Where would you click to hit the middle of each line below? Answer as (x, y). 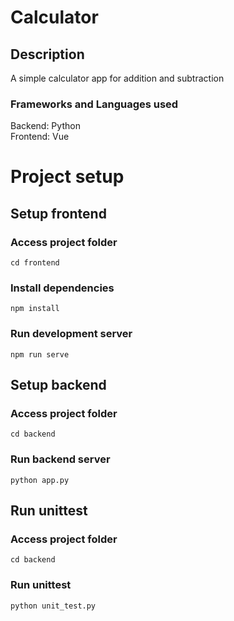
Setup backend (58, 385)
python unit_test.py (53, 606)
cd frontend (35, 263)
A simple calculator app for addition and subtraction (117, 78)
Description (47, 54)
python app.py (40, 480)
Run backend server (60, 459)
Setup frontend (58, 213)
